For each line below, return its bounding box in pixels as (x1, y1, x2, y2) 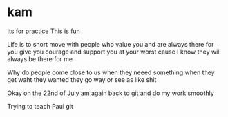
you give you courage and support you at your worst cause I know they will (7, 47, 221, 56)
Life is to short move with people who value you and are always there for (7, 40, 214, 48)
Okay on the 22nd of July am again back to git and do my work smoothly (7, 89, 214, 97)
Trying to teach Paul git (7, 102, 74, 110)
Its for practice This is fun (7, 27, 81, 35)
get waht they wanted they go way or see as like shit (7, 75, 157, 83)
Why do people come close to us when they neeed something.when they (7, 68, 216, 76)
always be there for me (7, 54, 73, 63)
